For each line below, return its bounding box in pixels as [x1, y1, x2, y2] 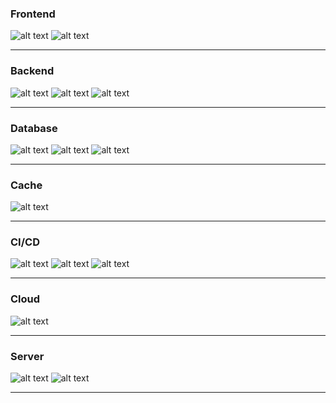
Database [10, 121, 58, 135]
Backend [10, 64, 55, 78]
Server [10, 349, 45, 363]
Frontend [10, 7, 56, 21]
